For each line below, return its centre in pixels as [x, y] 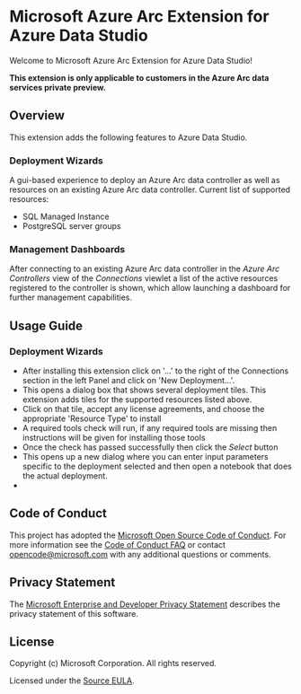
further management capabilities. [71, 297]
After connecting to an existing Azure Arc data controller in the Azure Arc [145, 269]
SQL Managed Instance [66, 216]
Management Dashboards [67, 249]
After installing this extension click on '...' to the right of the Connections [155, 371]
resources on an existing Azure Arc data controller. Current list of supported [150, 189]
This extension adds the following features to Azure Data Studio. [128, 137]
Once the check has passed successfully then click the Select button [150, 447]
